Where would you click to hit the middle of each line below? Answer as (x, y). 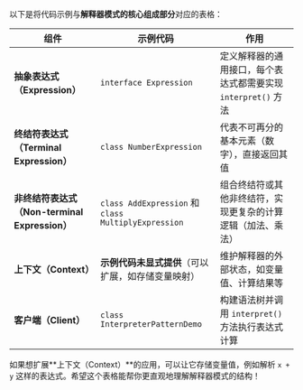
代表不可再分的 (252, 127)
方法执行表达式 (252, 327)
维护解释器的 (247, 256)
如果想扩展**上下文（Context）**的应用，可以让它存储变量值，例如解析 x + (150, 364)
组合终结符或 (247, 185)
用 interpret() (251, 313)
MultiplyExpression (142, 223)
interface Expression (147, 83)
